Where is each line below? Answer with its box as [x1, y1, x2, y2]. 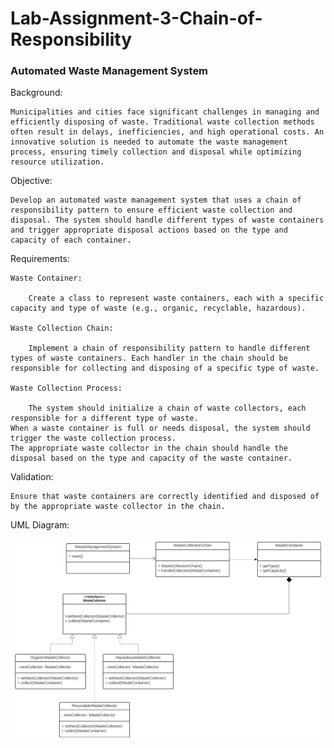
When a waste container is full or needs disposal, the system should [10, 423, 311, 434]
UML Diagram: [10, 519, 70, 531]
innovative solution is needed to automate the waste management [10, 137, 288, 147]
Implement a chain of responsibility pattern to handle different [28, 343, 311, 354]
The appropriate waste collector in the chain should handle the [10, 443, 288, 454]
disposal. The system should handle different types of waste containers [10, 215, 325, 226]
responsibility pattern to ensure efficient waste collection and [10, 205, 293, 216]
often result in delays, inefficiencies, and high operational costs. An [10, 127, 325, 137]
